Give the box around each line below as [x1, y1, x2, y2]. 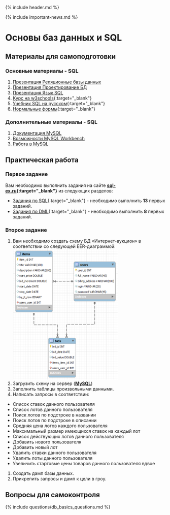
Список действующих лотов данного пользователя [12, 434, 124, 440]
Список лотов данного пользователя [12, 406, 93, 413]
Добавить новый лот [12, 444, 58, 450]
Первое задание [5, 171, 48, 178]
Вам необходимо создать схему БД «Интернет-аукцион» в [12, 238, 141, 244]
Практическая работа [5, 155, 79, 164]
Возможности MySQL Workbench [12, 136, 85, 142]
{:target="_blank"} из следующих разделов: [16, 187, 113, 194]
